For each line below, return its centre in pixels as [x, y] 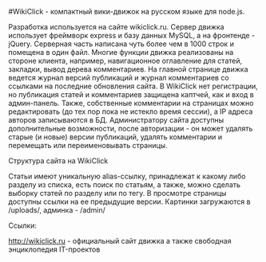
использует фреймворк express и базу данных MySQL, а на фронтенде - [132, 35]
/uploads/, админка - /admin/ [57, 210]
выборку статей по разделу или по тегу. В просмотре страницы [117, 193]
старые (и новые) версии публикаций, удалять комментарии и [115, 137]
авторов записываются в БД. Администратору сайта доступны [116, 120]
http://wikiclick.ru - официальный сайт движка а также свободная [120, 241]
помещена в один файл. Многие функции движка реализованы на [121, 52]
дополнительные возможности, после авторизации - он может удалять [131, 128]
